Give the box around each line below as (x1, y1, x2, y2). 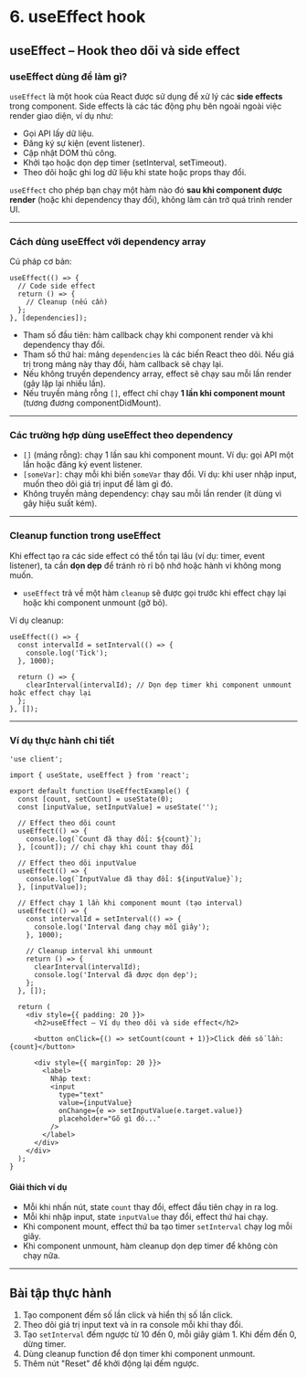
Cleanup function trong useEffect (9, 530, 162, 542)
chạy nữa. (22, 1250, 61, 1261)
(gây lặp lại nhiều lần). (22, 378, 107, 389)
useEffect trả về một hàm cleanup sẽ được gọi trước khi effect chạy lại (22, 587, 287, 598)
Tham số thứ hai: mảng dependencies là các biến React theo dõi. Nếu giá (22, 349, 295, 360)
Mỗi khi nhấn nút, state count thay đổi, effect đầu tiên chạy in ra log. (22, 1202, 279, 1213)
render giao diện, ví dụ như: (9, 110, 114, 121)
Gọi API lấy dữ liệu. (22, 128, 94, 139)
